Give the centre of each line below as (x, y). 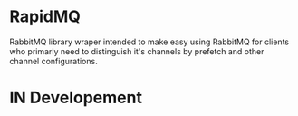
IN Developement (76, 98)
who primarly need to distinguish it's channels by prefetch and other (137, 51)
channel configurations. (53, 61)
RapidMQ (45, 17)
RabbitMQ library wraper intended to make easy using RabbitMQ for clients (149, 42)
